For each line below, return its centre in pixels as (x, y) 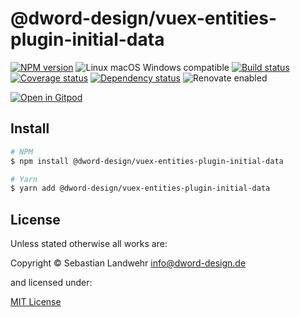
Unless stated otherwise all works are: (89, 244)
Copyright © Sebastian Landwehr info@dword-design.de (128, 263)
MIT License (36, 302)
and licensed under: (51, 283)
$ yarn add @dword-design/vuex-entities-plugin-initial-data (140, 188)
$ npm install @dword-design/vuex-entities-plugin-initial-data (147, 161)
